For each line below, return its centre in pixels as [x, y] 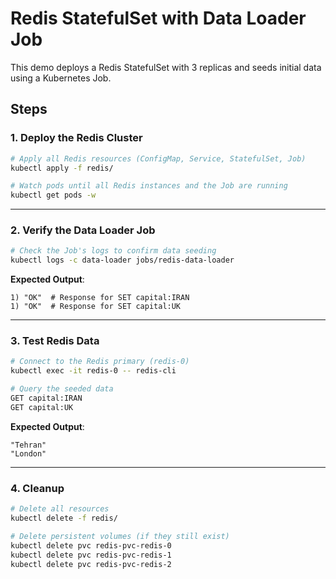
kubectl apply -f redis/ [62, 168]
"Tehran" [28, 445]
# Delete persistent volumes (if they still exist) [120, 536]
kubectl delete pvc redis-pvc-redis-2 [91, 564]
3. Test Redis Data [55, 341]
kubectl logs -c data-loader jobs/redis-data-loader [122, 260]
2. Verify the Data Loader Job [83, 230]
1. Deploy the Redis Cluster [76, 138]
